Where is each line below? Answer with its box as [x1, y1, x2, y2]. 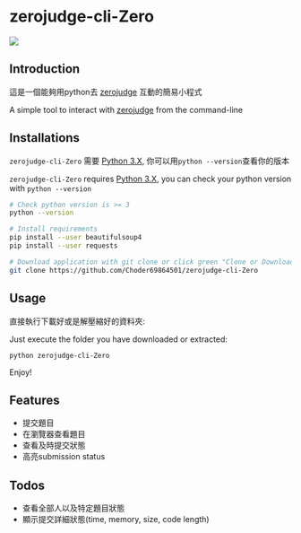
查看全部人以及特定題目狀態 [21, 502, 125, 513]
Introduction [9, 61, 81, 77]
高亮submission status [21, 451, 106, 462]
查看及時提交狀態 [21, 440, 86, 450]
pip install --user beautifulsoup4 [9, 233, 142, 242]
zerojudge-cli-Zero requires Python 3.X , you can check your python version [9, 173, 292, 184]
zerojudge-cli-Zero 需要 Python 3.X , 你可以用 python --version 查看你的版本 [9, 155, 289, 166]
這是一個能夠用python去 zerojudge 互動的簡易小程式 [9, 86, 202, 97]
